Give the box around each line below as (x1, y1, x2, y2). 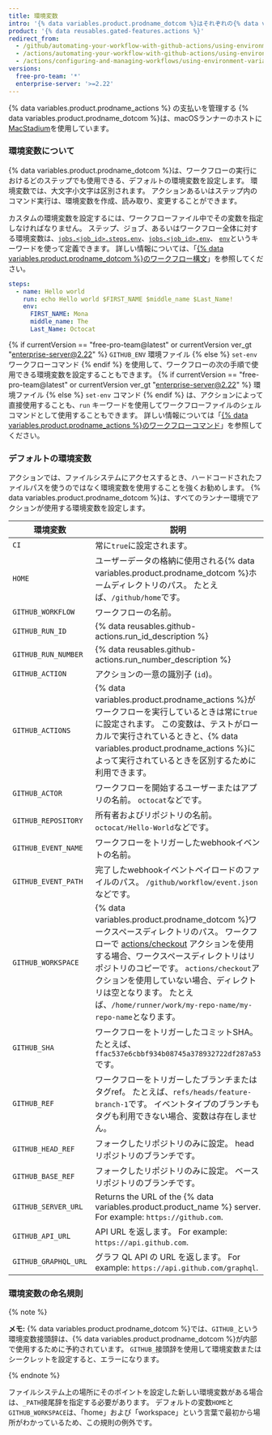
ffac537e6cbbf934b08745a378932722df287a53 (95, 1049, 261, 1059)
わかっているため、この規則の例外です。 (22, 1417, 156, 1427)
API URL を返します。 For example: (95, 1226, 228, 1237)
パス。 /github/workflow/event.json (119, 876, 258, 888)
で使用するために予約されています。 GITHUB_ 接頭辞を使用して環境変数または (8, 1343, 261, 1354)
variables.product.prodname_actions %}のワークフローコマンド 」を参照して (8, 420, 263, 430)
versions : (8, 65, 42, 73)
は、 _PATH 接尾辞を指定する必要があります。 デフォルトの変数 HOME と (8, 1397, 234, 1407)
